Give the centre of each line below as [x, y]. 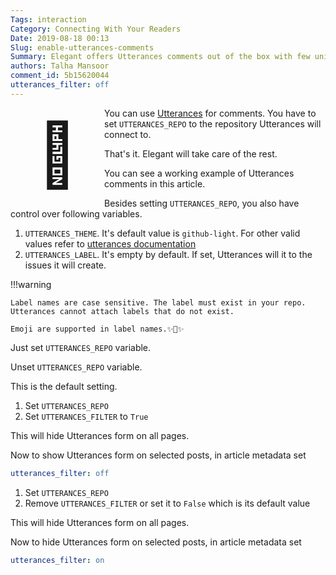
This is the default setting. [64, 386]
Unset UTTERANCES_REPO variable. [76, 367]
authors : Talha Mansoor [60, 66]
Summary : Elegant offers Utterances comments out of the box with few [160, 57]
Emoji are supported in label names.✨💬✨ [97, 329]
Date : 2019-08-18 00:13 [60, 38]
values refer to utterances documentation [110, 243]
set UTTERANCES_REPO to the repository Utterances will [213, 123]
